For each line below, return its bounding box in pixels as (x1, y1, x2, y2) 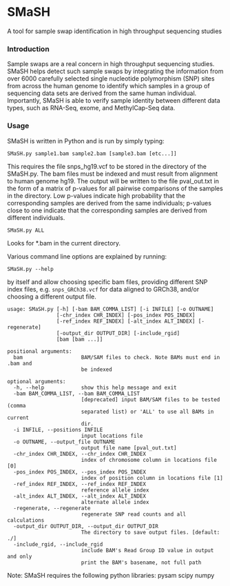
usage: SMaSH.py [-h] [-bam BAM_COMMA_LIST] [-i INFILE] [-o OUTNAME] (7, 305, 214, 312)
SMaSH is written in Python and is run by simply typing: (7, 137, 165, 145)
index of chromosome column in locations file (81, 456, 217, 463)
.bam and (7, 360, 32, 367)
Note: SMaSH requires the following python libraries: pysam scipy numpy (7, 571, 215, 579)
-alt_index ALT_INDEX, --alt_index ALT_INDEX (13, 492, 147, 500)
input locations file (81, 432, 143, 439)
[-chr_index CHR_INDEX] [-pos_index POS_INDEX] (56, 312, 196, 319)
